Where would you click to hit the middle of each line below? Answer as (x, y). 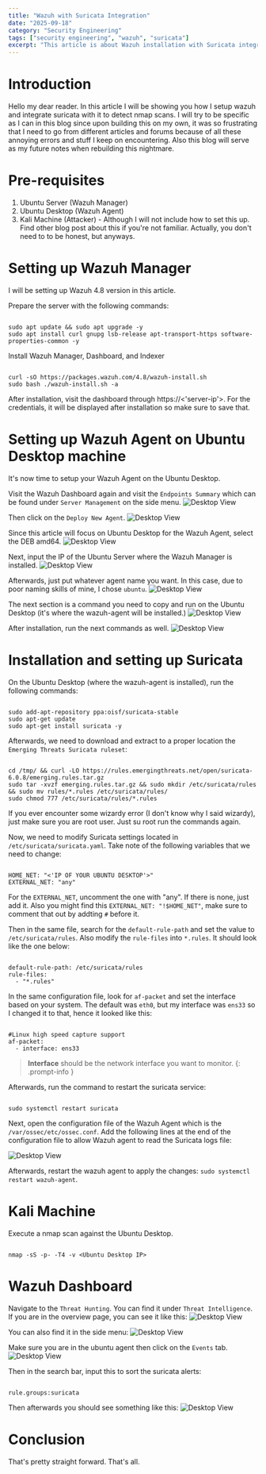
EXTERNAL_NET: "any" (42, 882)
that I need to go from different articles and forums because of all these (125, 132)
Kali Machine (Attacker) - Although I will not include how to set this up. (135, 219)
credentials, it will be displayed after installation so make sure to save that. (129, 407)
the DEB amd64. (35, 541)
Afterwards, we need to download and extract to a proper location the (122, 741)
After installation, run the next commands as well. (89, 628)
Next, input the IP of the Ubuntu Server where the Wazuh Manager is (120, 556)
